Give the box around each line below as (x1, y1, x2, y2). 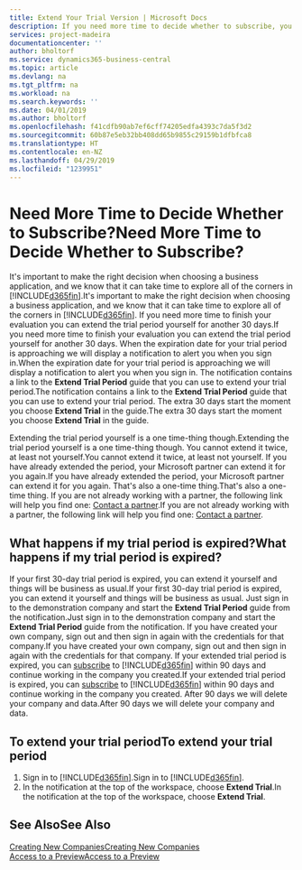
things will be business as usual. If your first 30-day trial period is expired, (9, 583, 282, 594)
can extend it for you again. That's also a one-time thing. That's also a (9, 480, 268, 492)
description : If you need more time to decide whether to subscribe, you (9, 22, 293, 31)
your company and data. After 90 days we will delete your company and (9, 699, 275, 709)
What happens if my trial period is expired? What (9, 535, 287, 551)
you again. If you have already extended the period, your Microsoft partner (9, 471, 285, 482)
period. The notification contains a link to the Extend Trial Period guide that (9, 386, 288, 397)
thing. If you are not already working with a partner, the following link (27, 490, 283, 501)
